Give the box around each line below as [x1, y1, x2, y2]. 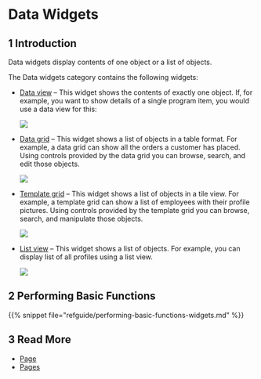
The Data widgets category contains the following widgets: [8, 73, 198, 81]
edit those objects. [19, 159, 80, 168]
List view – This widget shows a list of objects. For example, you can [19, 244, 241, 253]
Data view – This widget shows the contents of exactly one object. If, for [19, 88, 253, 97]
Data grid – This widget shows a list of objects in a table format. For [19, 135, 237, 143]
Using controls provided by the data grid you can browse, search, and [19, 151, 245, 160]
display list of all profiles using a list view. [19, 252, 153, 262]
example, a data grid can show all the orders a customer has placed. [19, 143, 241, 152]
